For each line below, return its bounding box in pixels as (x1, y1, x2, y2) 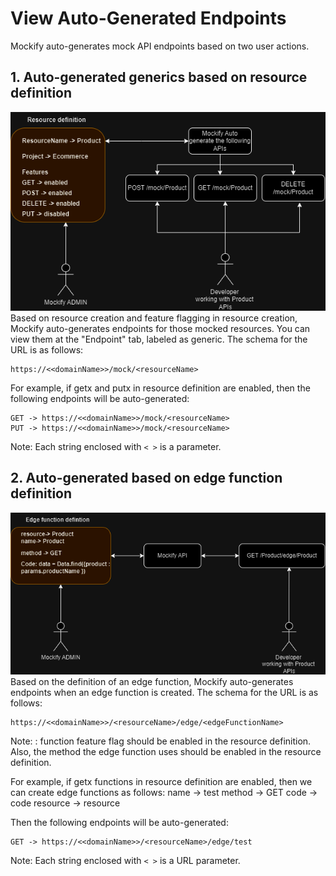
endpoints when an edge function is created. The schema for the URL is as (10, 686, 319, 698)
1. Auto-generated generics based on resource (10, 69, 308, 86)
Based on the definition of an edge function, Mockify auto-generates (10, 675, 294, 687)
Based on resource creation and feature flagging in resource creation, (10, 312, 298, 324)
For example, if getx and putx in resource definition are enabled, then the (10, 382, 311, 394)
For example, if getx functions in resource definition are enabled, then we (10, 775, 313, 787)
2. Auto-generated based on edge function (10, 470, 283, 487)
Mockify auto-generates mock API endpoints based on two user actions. (10, 40, 310, 52)
